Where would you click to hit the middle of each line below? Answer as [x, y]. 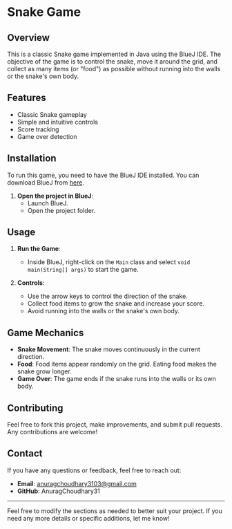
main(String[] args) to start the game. [83, 270]
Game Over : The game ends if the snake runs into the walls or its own [116, 379]
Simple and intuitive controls [58, 122]
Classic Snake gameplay [52, 114]
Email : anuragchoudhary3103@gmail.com [77, 483]
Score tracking [38, 129]
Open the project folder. [61, 210]
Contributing [35, 408]
